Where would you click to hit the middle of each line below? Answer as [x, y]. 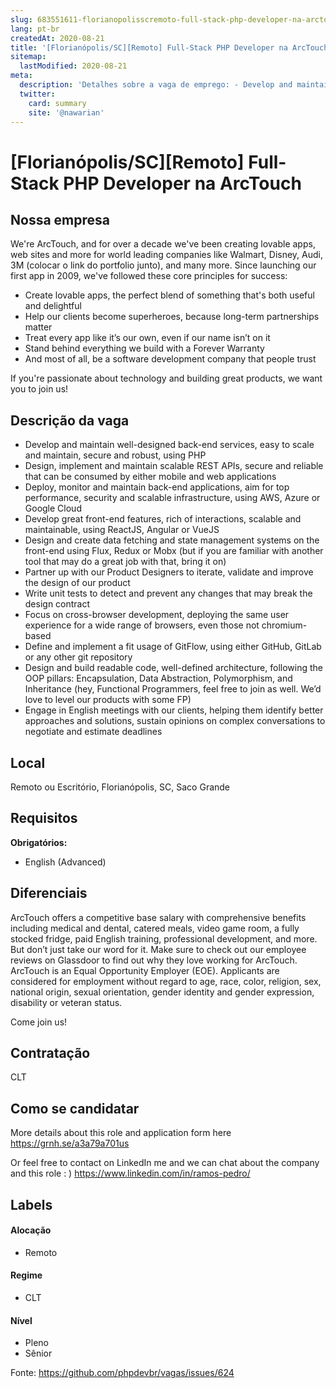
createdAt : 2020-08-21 [57, 38]
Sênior [38, 1353]
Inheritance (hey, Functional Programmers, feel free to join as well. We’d [173, 689]
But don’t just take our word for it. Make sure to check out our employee [158, 949]
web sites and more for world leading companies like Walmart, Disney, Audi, [167, 255]
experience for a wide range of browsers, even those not [142, 625]
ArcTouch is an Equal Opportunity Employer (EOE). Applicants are [145, 970]
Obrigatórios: [39, 842]
